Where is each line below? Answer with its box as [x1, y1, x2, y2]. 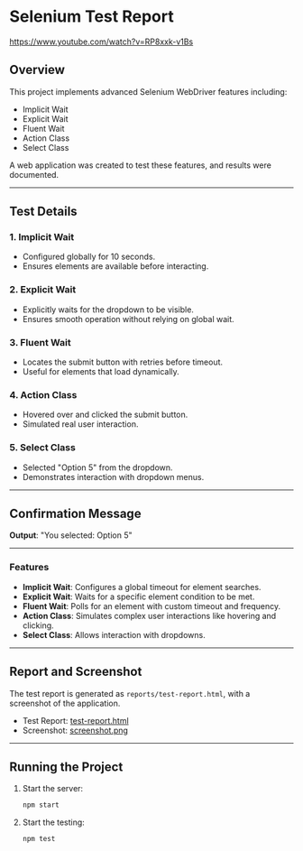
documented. [9, 169, 60, 180]
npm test [22, 835, 56, 844]
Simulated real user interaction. [22, 419, 139, 430]
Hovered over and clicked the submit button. [22, 409, 188, 421]
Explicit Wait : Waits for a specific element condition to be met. [22, 591, 255, 602]
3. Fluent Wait [9, 336, 72, 348]
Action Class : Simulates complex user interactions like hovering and [22, 610, 277, 621]
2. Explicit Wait [9, 283, 77, 296]
